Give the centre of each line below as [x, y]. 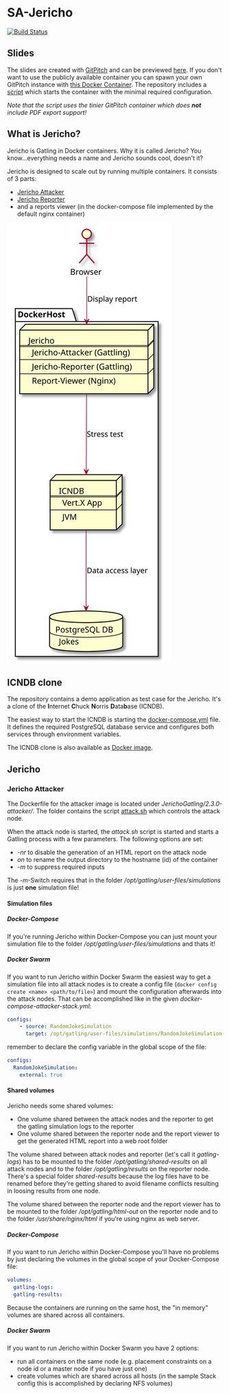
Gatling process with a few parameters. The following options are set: [105, 839]
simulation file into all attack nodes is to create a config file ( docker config [112, 984]
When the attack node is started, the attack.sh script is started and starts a [113, 832]
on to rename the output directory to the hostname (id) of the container [117, 860]
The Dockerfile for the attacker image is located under [84, 804]
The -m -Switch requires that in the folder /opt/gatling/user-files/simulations [114, 881]
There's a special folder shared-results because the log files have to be [108, 1176]
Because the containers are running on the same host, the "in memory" [108, 1307]
